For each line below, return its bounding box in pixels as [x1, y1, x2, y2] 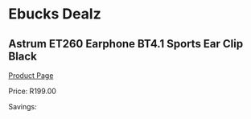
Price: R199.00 [8, 86, 56, 96]
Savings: [8, 102, 38, 111]
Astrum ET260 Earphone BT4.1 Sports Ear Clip [8, 37, 244, 51]
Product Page [8, 71, 54, 80]
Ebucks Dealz [8, 5, 102, 23]
